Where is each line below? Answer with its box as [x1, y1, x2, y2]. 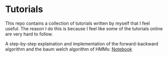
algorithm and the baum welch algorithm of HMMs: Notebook [5, 46, 132, 52]
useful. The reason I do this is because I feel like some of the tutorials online [5, 25, 163, 31]
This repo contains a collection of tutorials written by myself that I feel [5, 20, 150, 26]
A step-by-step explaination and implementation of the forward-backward [5, 40, 158, 46]
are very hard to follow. [5, 31, 53, 37]
